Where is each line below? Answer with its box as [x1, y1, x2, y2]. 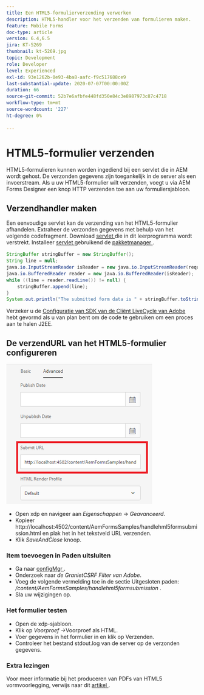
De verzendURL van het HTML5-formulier [6, 338, 167, 348]
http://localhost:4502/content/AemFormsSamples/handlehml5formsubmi [15, 523, 197, 531]
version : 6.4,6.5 [6, 35, 50, 42]
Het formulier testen [6, 606, 67, 615]
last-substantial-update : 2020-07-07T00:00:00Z [6, 80, 129, 86]
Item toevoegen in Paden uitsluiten [6, 551, 111, 560]
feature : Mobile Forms [6, 23, 64, 29]
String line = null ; [6, 258, 59, 264]
